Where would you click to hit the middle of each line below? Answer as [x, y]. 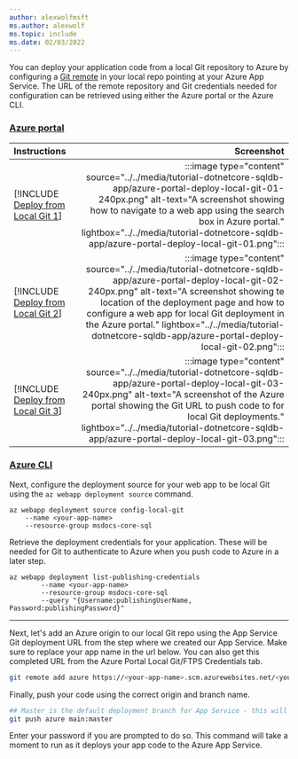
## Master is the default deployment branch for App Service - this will [149, 710]
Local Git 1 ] [38, 215]
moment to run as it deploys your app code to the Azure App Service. [136, 745]
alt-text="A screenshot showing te [212, 291]
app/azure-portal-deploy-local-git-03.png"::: [186, 438]
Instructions [40, 151]
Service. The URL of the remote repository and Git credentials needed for [143, 86]
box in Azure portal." [242, 221]
